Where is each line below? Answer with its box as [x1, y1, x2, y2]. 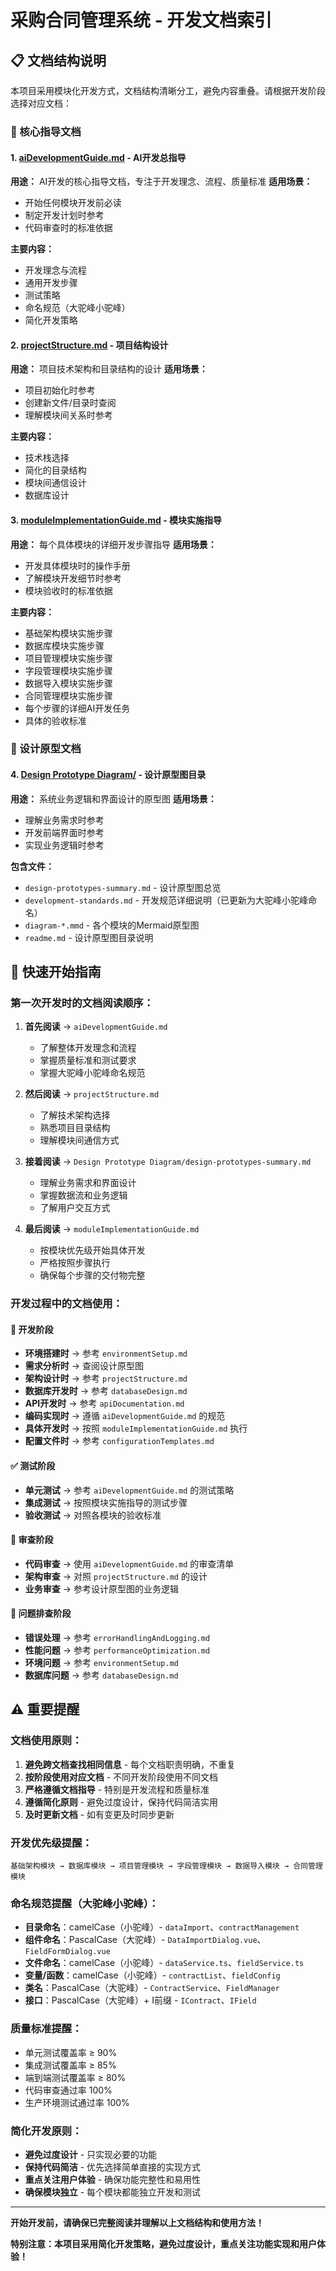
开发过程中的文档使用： [10, 1297, 123, 1311]
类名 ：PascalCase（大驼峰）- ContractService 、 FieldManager [24, 1982, 280, 1994]
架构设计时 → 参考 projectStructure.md [24, 1372, 188, 1385]
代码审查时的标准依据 [24, 222, 113, 234]
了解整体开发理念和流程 [39, 1042, 137, 1054]
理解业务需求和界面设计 [39, 1177, 137, 1189]
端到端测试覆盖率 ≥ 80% [24, 2071, 127, 2083]
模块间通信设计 [24, 477, 87, 489]
